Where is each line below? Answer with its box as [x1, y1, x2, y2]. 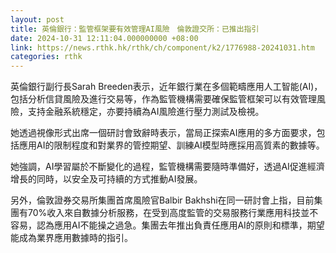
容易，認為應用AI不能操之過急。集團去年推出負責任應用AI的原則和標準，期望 [10, 219, 325, 231]
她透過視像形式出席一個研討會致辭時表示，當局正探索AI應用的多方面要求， [10, 127, 317, 139]
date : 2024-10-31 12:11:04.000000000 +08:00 [10, 33, 199, 43]
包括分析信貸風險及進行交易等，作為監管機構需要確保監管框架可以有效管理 [10, 93, 317, 105]
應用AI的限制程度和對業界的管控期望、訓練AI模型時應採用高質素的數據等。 [18, 139, 325, 151]
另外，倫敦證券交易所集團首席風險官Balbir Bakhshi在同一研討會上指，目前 [10, 194, 315, 206]
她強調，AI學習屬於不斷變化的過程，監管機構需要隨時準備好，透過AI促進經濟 [10, 161, 325, 173]
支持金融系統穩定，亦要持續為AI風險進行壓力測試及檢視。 [27, 106, 265, 118]
